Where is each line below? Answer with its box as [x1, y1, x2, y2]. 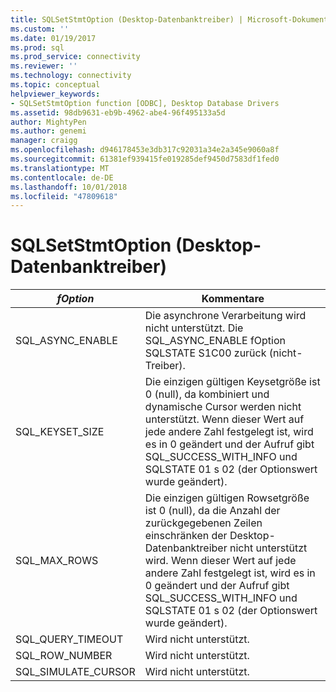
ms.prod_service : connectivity [10, 52, 141, 62]
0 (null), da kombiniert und [144, 387, 270, 401]
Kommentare [201, 292, 265, 306]
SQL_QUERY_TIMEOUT [15, 632, 124, 646]
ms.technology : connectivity [10, 71, 132, 81]
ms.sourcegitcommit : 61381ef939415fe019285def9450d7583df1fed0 [10, 154, 280, 164]
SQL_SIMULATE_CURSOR [15, 665, 136, 679]
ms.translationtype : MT [10, 163, 110, 173]
